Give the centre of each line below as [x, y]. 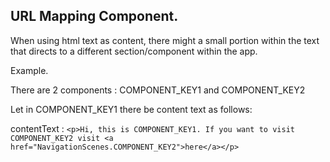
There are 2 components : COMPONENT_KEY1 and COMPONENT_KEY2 [158, 90]
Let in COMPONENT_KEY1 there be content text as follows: [131, 109]
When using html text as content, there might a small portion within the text [165, 40]
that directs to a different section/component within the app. [134, 51]
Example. [29, 70]
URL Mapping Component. [94, 16]
